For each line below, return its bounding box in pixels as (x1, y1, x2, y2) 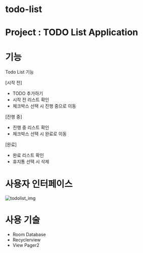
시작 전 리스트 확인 (12, 97, 50, 103)
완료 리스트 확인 (12, 153, 44, 159)
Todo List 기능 (5, 69, 34, 75)
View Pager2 (12, 242, 39, 248)
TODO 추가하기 (12, 90, 43, 96)
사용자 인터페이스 (5, 178, 73, 190)
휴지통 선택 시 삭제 (12, 159, 50, 165)
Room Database (12, 231, 46, 238)
